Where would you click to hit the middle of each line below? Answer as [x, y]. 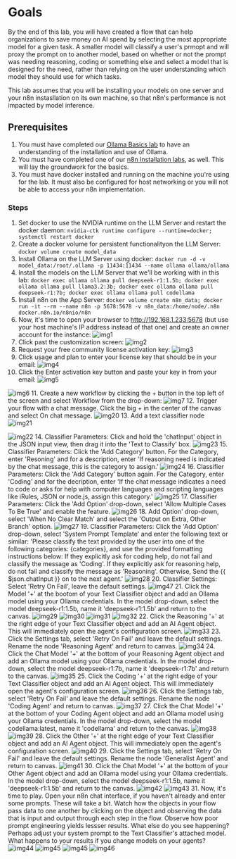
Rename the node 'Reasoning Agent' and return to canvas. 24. [112, 646]
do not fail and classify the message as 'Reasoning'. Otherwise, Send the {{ [117, 572]
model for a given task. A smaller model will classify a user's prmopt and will [118, 46]
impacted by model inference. [51, 105]
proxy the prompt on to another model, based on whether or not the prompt [117, 54]
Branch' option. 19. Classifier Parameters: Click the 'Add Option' [113, 527]
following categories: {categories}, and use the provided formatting [105, 549]
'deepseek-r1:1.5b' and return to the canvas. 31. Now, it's [117, 789]
